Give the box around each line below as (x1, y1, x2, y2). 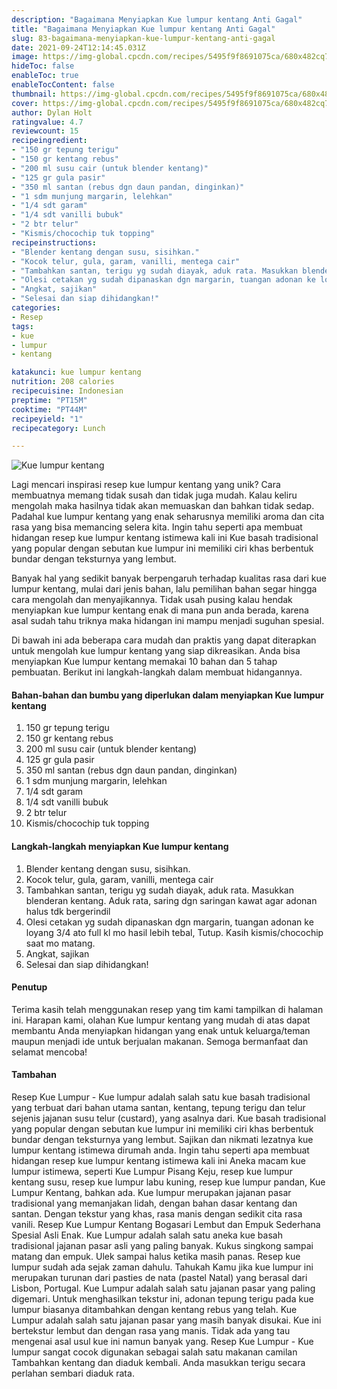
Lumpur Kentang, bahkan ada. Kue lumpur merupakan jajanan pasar (11, 1187, 292, 1199)
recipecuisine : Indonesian (11, 386, 124, 396)
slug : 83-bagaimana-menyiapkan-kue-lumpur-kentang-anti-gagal (11, 33, 276, 43)
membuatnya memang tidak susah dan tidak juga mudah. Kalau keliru (11, 489, 298, 501)
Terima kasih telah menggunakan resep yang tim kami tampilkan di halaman (11, 1003, 324, 1015)
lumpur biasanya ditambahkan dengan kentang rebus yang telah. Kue (11, 1304, 298, 1316)
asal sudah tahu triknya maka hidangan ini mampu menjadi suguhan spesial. (11, 615, 325, 627)
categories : (11, 303, 61, 313)
